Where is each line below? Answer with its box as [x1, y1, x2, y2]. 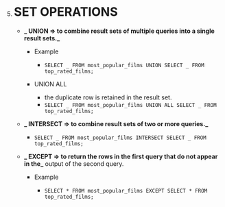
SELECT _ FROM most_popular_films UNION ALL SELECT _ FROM [44, 101, 217, 108]
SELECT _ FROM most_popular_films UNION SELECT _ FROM [44, 62, 204, 69]
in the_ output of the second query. [23, 159, 124, 168]
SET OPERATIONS [13, 4, 118, 20]
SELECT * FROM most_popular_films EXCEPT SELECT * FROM [44, 187, 208, 194]
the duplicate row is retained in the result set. [44, 93, 172, 101]
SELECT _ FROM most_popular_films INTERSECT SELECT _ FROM [34, 134, 207, 141]
